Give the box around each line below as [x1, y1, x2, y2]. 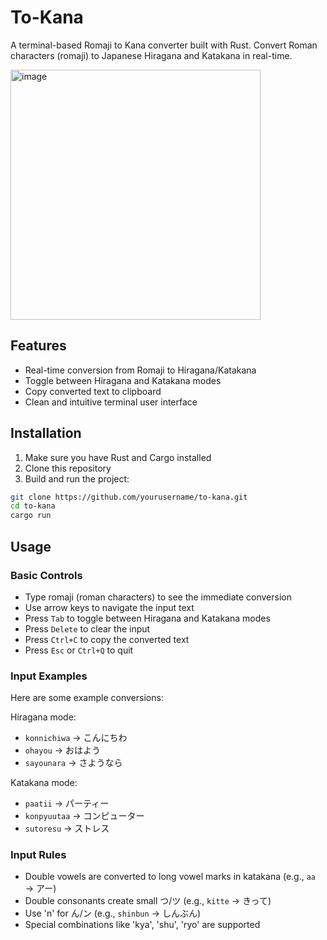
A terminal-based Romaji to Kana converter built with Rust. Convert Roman [10, 39, 318, 51]
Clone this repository [24, 462, 112, 474]
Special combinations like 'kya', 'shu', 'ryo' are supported [24, 919, 261, 931]
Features [10, 337, 67, 355]
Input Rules [10, 848, 67, 862]
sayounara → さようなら [24, 757, 123, 769]
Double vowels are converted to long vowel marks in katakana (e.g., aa [24, 871, 317, 883]
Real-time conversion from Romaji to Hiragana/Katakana [24, 364, 257, 376]
